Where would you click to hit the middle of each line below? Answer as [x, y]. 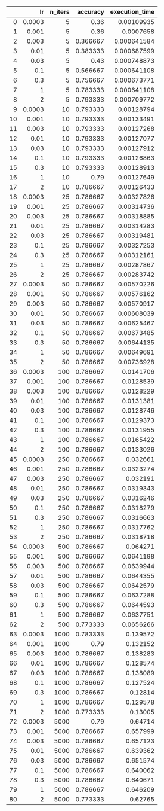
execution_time [132, 12]
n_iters [60, 12]
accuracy [91, 12]
